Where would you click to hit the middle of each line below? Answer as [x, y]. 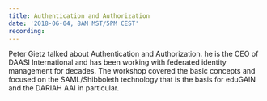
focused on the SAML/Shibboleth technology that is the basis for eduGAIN [132, 80]
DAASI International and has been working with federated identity [117, 62]
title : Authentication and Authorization [79, 16]
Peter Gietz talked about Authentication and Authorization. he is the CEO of [133, 54]
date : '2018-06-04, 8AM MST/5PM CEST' [74, 23]
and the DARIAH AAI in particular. [64, 88]
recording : [27, 31]
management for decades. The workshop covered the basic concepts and [132, 71]
